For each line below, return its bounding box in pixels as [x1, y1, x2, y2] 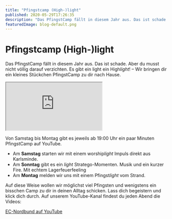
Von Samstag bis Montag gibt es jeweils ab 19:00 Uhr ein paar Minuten [5, 135, 155, 141]
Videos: [5, 199, 21, 205]
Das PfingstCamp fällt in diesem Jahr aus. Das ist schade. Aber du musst [5, 61, 160, 67]
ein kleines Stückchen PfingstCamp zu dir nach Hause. [5, 72, 121, 78]
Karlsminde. [12, 156, 38, 162]
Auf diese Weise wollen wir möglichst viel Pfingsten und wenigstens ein [5, 182, 157, 188]
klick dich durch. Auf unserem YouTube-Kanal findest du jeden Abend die [5, 193, 160, 200]
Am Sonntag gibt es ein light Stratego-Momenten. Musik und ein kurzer [12, 162, 164, 168]
